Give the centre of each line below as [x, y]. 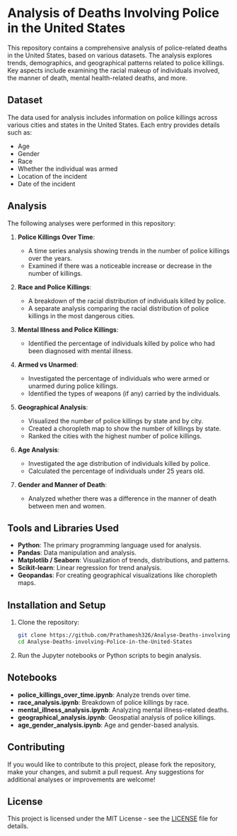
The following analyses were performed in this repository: [92, 223]
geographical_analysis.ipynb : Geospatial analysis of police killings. [116, 717]
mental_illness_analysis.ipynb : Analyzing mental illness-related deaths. [123, 710]
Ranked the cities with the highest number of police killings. [115, 436]
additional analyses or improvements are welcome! [81, 779]
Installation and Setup [57, 605]
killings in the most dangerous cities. [81, 316]
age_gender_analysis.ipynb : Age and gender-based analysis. [108, 725]
